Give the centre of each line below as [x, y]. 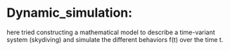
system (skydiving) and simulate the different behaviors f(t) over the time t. [115, 39]
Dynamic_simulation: [70, 13]
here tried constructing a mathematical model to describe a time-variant [111, 32]
